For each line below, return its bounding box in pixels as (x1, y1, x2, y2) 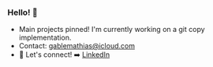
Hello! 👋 (7, 7, 39, 18)
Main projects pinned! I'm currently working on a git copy (18, 25, 206, 34)
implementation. (18, 33, 72, 42)
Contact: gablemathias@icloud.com (18, 41, 136, 51)
